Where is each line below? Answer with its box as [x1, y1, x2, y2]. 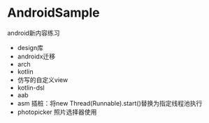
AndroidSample [7, 5, 100, 21]
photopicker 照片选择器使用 [17, 108, 97, 116]
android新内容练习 [7, 28, 61, 37]
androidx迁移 [17, 52, 56, 60]
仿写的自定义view [17, 75, 69, 84]
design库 [17, 43, 44, 51]
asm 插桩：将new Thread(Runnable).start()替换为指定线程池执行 [17, 99, 203, 107]
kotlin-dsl [17, 83, 45, 92]
